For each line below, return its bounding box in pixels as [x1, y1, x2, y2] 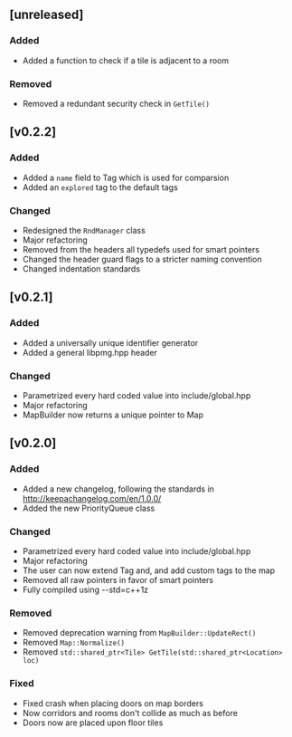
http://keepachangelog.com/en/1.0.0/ [22, 493, 162, 503]
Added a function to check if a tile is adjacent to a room [22, 54, 229, 66]
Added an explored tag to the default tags [22, 181, 178, 193]
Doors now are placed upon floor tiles [22, 717, 164, 728]
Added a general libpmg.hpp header [22, 347, 158, 358]
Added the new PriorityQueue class [22, 502, 155, 513]
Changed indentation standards [22, 263, 141, 274]
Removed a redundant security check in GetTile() [22, 98, 211, 109]
